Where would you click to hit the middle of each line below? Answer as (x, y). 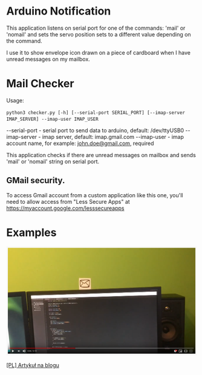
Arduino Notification (59, 11)
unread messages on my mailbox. (48, 59)
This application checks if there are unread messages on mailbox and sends (101, 155)
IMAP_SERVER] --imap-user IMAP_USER (52, 119)
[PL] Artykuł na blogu (33, 365)
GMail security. (36, 181)
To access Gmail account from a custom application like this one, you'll (95, 195)
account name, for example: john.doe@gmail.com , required (80, 143)
